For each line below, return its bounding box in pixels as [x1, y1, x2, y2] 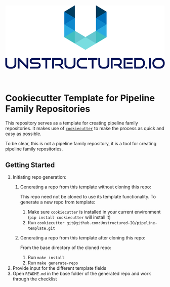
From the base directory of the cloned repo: [20, 244, 111, 251]
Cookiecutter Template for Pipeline [5, 93, 155, 104]
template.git [27, 226, 56, 231]
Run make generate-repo [27, 260, 78, 266]
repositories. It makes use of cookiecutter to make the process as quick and [5, 126, 164, 132]
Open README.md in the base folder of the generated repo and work [12, 271, 151, 277]
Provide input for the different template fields [12, 265, 107, 271]
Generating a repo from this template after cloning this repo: [20, 235, 146, 241]
